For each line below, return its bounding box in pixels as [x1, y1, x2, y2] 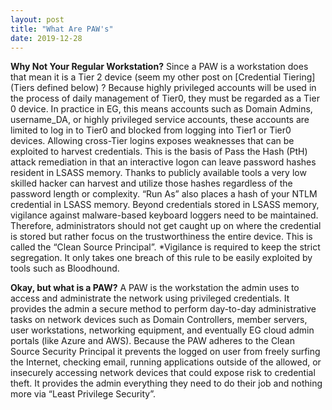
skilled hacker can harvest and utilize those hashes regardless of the [10, 177, 293, 190]
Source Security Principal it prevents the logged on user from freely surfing [10, 346, 321, 358]
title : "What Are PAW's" [10, 24, 114, 34]
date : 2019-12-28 [10, 33, 83, 43]
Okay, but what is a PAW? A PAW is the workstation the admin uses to [10, 282, 300, 294]
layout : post [10, 14, 65, 25]
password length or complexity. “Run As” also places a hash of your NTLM [10, 188, 318, 200]
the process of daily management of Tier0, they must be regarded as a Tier [10, 92, 320, 105]
